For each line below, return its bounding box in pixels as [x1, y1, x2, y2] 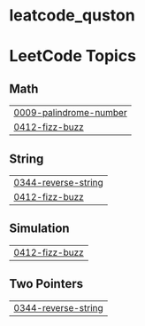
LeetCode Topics [9, 46, 137, 67]
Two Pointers [9, 276, 84, 291]
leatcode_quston [9, 5, 135, 26]
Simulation [9, 221, 70, 236]
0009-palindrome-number [13, 107, 127, 119]
